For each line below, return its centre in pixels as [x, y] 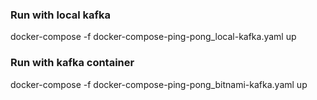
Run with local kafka [60, 15]
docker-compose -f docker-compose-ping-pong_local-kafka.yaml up [153, 37]
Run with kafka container [72, 63]
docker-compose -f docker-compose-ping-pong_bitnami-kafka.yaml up [159, 84]
